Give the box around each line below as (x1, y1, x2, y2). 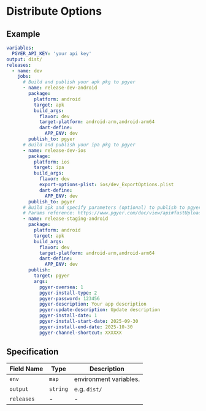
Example (6, 29, 40, 39)
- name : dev (12, 67, 43, 74)
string (48, 386, 69, 393)
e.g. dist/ (74, 385, 102, 393)
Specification (6, 347, 59, 357)
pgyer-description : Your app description (39, 301, 147, 307)
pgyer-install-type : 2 (39, 290, 97, 296)
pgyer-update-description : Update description (39, 307, 161, 313)
